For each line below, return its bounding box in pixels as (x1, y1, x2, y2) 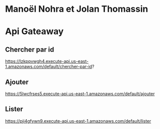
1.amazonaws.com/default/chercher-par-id (5, 64, 93, 70)
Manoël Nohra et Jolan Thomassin (5, 3, 149, 15)
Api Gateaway (5, 26, 64, 37)
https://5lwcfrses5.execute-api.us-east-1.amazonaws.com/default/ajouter (5, 91, 155, 97)
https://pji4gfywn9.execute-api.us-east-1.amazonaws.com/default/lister (5, 118, 152, 124)
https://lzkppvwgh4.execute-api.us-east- (5, 58, 89, 64)
